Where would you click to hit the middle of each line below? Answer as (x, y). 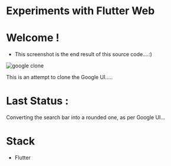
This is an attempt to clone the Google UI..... (60, 77)
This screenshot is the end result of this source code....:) (83, 54)
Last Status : (37, 101)
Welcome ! (33, 38)
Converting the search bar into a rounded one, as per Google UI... (86, 118)
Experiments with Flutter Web (80, 11)
